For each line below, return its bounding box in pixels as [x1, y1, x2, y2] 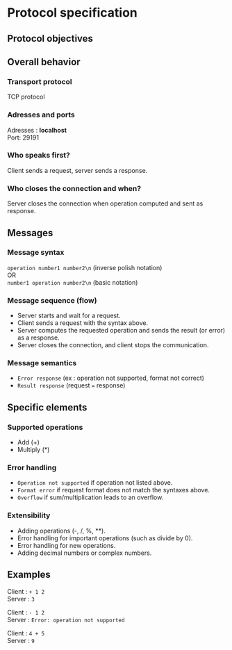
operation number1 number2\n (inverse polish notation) [7, 263, 163, 272]
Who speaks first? [7, 151, 71, 160]
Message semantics [7, 358, 77, 368]
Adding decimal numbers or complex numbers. [17, 549, 152, 557]
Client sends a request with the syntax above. [17, 319, 148, 327]
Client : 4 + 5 [7, 628, 45, 637]
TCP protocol [7, 92, 45, 101]
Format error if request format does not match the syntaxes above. [17, 486, 210, 494]
